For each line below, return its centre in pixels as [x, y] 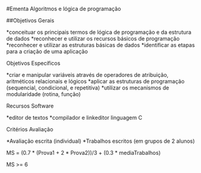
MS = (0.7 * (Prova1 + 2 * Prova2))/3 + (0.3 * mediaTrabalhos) [84, 153]
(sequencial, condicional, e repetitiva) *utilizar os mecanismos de [88, 88]
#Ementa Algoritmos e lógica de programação [64, 9]
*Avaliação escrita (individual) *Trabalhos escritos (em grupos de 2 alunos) [100, 141]
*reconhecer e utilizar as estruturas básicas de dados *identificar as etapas [100, 45]
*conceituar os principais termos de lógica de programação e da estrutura [99, 32]
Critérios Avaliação [30, 129]
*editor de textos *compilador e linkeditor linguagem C [74, 118]
